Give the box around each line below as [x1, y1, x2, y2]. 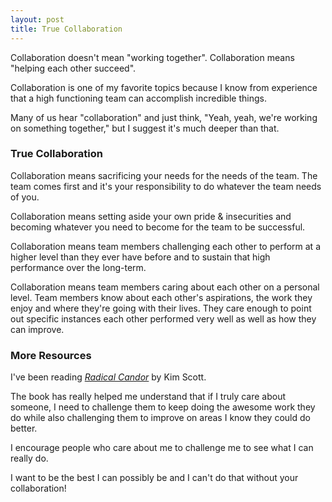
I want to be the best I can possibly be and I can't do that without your [10, 472, 299, 484]
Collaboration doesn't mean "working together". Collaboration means [10, 51, 295, 63]
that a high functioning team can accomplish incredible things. [10, 92, 267, 104]
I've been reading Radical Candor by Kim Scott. [10, 371, 207, 383]
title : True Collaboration [10, 24, 123, 34]
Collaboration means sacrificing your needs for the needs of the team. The [10, 169, 318, 181]
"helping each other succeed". [10, 62, 137, 74]
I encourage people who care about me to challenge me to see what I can [10, 442, 314, 454]
